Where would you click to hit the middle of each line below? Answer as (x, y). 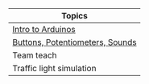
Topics (75, 16)
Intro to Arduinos (44, 29)
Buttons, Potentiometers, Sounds (74, 42)
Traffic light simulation (54, 68)
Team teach (35, 55)
